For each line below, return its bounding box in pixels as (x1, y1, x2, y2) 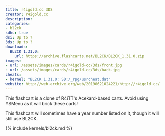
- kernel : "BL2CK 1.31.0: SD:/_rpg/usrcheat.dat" (5, 77, 111, 82)
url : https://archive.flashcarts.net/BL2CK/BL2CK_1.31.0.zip (14, 53, 144, 59)
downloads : (5, 44, 28, 49)
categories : (5, 21, 30, 26)
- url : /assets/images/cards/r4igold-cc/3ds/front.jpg (5, 63, 122, 68)
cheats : (5, 72, 22, 77)
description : (5, 16, 33, 21)
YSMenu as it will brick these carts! (5, 100, 78, 106)
